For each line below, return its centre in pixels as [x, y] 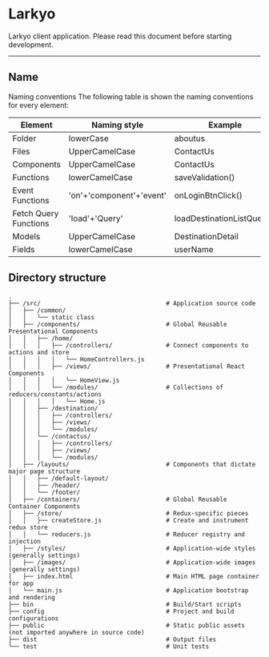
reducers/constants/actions [55, 394]
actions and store [39, 352]
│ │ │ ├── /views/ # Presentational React [127, 366]
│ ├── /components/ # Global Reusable [118, 324]
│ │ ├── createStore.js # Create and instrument [128, 520]
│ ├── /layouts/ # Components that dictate [132, 464]
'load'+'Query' [96, 218]
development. [31, 44]
